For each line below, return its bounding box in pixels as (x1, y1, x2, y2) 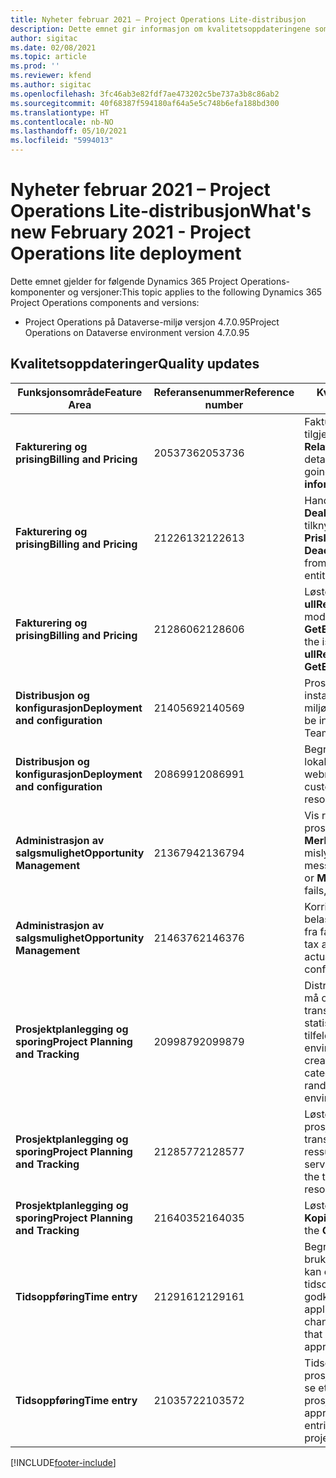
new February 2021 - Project (10, 221, 252, 244)
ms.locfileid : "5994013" (10, 136, 114, 146)
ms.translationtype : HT (10, 107, 110, 118)
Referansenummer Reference (153, 385, 295, 399)
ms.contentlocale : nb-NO (10, 117, 114, 127)
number (204, 397, 244, 411)
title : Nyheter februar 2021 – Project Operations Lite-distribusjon (10, 14, 307, 25)
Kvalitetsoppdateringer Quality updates (10, 356, 260, 373)
